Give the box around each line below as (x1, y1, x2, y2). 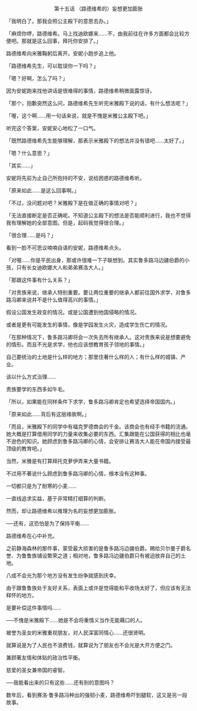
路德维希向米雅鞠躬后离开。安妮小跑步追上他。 (6, 50, 119, 57)
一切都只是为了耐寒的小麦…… (6, 483, 77, 489)
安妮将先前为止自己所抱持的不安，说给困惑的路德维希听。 (6, 175, 145, 181)
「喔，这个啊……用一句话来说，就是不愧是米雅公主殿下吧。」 (6, 112, 151, 119)
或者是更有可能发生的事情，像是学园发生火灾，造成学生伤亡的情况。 (6, 321, 171, 328)
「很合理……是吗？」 (6, 232, 57, 239)
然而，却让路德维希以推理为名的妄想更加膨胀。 (6, 507, 119, 514)
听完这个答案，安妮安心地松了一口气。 (6, 125, 98, 131)
